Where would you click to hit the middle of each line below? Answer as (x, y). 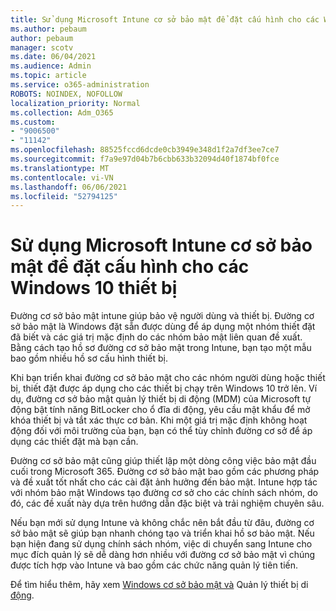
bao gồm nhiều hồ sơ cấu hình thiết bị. (89, 358)
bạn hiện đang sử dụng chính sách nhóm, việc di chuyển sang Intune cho (161, 544)
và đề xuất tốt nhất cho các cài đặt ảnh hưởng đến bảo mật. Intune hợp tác (164, 482)
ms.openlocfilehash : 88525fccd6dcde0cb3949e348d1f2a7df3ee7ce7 (145, 150)
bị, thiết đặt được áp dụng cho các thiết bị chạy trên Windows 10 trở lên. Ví (164, 388)
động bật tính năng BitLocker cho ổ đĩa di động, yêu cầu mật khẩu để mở (160, 410)
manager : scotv (42, 47)
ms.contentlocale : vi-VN (62, 177)
